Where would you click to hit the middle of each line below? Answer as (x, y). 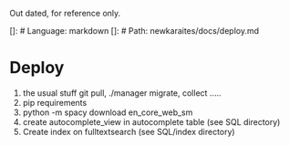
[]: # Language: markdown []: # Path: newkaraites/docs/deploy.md (134, 31)
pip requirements (55, 102)
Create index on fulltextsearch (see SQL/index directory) (129, 131)
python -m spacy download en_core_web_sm (108, 112)
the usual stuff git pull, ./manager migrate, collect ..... (122, 93)
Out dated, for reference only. (65, 13)
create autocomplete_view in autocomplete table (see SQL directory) (151, 121)
